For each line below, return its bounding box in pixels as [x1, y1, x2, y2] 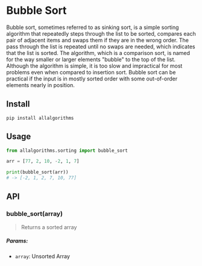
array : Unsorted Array [14, 252, 71, 260]
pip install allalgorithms [6, 115, 74, 121]
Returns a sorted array [21, 223, 77, 230]
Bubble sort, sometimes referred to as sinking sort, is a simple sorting [6, 24, 179, 31]
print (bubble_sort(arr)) [6, 169, 69, 175]
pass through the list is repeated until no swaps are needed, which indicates [6, 43, 195, 50]
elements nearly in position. [6, 81, 75, 88]
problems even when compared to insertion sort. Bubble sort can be [6, 68, 176, 76]
